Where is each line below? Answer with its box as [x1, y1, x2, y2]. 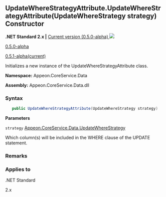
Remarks [5, 152, 28, 159]
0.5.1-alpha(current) [5, 53, 46, 59]
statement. [5, 140, 28, 146]
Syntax [5, 95, 23, 102]
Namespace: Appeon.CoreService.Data [5, 72, 88, 78]
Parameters [5, 115, 30, 121]
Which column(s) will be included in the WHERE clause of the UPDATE [5, 134, 150, 140]
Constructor [5, 20, 44, 28]
